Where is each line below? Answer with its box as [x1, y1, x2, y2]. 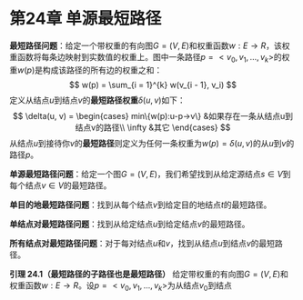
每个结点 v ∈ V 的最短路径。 [9, 179, 112, 191]
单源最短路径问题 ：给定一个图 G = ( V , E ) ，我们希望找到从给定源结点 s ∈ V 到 [9, 168, 291, 179]
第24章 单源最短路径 [9, 8, 162, 29]
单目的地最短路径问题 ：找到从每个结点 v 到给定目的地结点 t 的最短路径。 [9, 199, 272, 210]
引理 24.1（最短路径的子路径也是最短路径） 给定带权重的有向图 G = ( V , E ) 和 [9, 268, 289, 279]
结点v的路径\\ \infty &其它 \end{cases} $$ [75, 122, 231, 133]
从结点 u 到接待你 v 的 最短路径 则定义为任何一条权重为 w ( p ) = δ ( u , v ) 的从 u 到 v [9, 137, 287, 148]
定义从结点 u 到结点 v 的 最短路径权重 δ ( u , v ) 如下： [9, 95, 187, 105]
